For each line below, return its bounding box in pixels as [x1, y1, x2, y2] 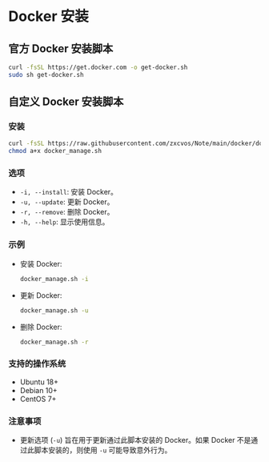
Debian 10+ [19, 385, 58, 395]
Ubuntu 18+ [19, 377, 58, 387]
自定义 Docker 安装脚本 [8, 95, 124, 109]
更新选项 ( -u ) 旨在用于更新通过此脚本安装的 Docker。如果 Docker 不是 [19, 436, 251, 444]
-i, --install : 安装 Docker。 [19, 187, 118, 197]
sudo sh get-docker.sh [8, 70, 84, 78]
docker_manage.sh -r [19, 338, 89, 346]
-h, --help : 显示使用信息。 [19, 217, 110, 227]
